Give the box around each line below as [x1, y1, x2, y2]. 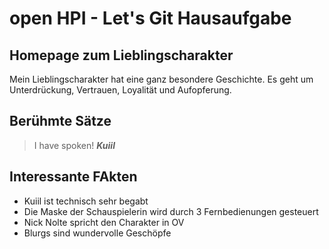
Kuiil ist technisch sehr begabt [23, 195, 149, 207]
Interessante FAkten [9, 168, 138, 186]
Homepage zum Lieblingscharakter [9, 47, 234, 64]
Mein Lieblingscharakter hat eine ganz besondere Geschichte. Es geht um [9, 73, 314, 85]
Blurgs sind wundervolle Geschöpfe [23, 227, 172, 239]
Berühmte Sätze [9, 113, 112, 130]
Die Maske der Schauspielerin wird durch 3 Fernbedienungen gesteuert [23, 205, 319, 217]
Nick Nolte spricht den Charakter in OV [23, 216, 185, 228]
